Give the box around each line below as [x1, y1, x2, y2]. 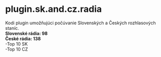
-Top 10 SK [5, 41, 28, 47]
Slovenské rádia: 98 [5, 30, 48, 36]
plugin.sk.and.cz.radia [5, 3, 102, 15]
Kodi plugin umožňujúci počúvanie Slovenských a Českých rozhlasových [5, 20, 156, 26]
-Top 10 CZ [5, 46, 28, 52]
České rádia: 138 [5, 36, 41, 42]
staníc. [5, 25, 19, 31]
